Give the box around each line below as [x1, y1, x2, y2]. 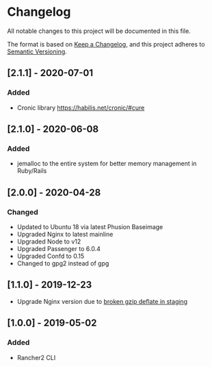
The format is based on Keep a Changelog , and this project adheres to [7, 40, 205, 48]
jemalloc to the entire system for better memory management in [16, 159, 197, 168]
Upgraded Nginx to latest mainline [16, 230, 114, 238]
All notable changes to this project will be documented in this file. [7, 27, 191, 35]
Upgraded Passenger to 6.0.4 [16, 245, 101, 252]
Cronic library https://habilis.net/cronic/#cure [16, 104, 145, 112]
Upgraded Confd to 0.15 [16, 252, 84, 260]
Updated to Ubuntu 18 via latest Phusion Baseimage [16, 223, 163, 230]
